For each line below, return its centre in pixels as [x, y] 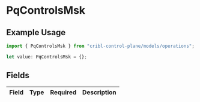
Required [63, 92]
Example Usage [36, 33]
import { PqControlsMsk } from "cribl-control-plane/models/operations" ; [101, 46]
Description [99, 92]
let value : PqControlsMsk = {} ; [47, 57]
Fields [18, 75]
